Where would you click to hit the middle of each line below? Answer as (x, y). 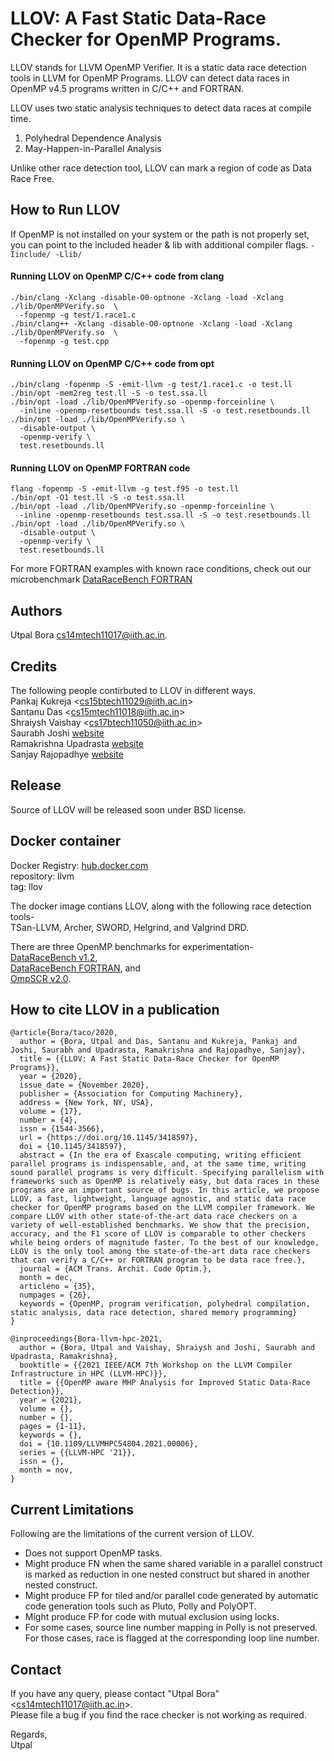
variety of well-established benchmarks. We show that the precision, (160, 1225)
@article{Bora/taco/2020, (64, 1033)
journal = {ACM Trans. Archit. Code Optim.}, (116, 1269)
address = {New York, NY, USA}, (87, 1103)
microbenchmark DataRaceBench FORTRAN (101, 579)
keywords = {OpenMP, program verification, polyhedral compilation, (165, 1304)
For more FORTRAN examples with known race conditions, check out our (161, 569)
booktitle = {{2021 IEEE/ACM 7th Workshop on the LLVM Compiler (156, 1365)
